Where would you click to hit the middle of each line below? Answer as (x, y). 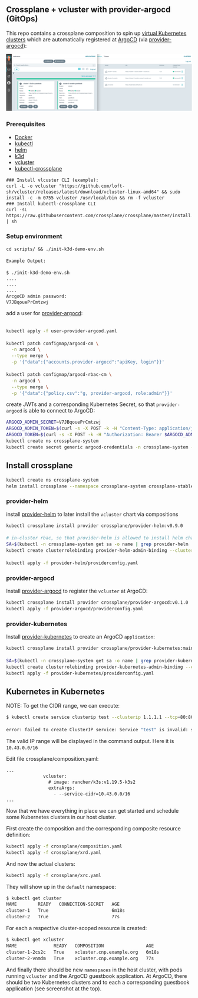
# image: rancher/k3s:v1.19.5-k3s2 (92, 782)
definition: (18, 835)
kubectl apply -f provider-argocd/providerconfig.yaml (75, 608)
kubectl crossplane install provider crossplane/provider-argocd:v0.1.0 (97, 603)
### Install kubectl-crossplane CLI (51, 204)
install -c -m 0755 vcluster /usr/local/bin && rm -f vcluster (85, 198)
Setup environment (34, 236)
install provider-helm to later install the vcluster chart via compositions (92, 514)
